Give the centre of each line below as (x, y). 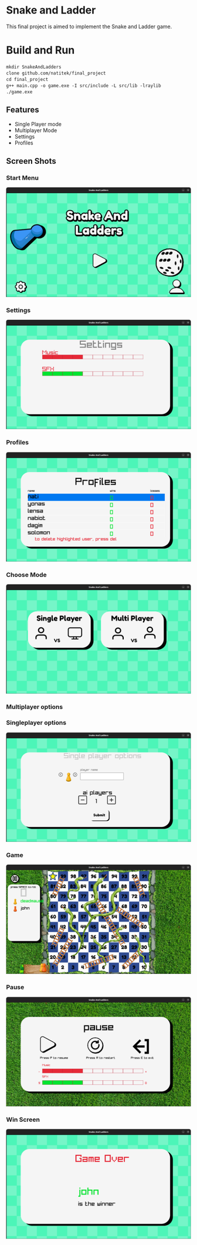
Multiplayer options (35, 707)
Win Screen (23, 1119)
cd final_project (27, 79)
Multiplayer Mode (36, 130)
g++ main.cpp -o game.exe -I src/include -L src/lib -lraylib (84, 86)
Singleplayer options (36, 723)
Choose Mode (26, 575)
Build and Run (40, 50)
